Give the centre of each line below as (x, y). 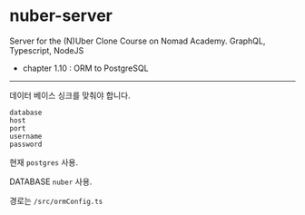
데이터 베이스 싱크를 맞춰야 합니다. (70, 95)
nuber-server (61, 16)
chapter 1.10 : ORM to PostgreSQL (85, 68)
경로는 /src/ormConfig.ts (56, 200)
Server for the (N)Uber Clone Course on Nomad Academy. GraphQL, (138, 41)
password (26, 144)
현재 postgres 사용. (44, 162)
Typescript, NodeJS (47, 50)
